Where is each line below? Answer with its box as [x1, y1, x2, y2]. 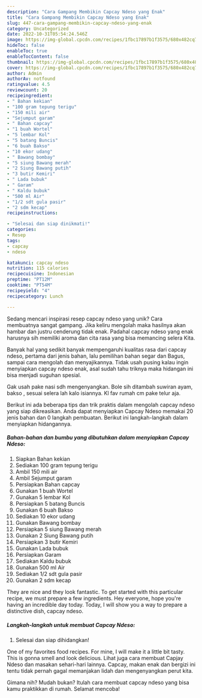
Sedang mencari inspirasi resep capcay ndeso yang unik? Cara [7, 315, 163, 322]
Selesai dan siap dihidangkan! [15, 637, 89, 644]
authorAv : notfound [7, 76, 56, 82]
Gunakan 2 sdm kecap [15, 577, 71, 584]
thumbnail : [7, 59, 34, 65]
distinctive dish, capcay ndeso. [7, 608, 83, 615]
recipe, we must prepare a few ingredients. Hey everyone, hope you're [7, 595, 182, 602]
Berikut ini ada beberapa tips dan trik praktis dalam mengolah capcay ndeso [7, 401, 195, 408]
